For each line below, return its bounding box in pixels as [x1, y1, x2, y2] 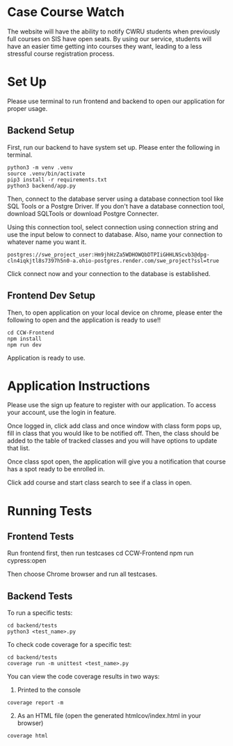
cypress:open [7, 556, 47, 565]
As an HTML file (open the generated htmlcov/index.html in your [17, 712, 202, 720]
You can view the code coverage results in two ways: [7, 672, 160, 680]
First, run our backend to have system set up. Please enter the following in [7, 143, 220, 151]
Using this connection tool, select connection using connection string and [7, 222, 218, 231]
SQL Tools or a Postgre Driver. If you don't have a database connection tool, [7, 201, 225, 210]
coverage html [7, 733, 49, 740]
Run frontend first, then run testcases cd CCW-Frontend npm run [7, 549, 194, 558]
